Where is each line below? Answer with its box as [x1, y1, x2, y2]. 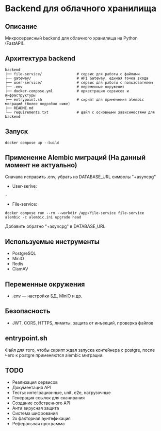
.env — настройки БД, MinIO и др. [12, 293, 82, 299]
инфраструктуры [5, 93, 36, 98]
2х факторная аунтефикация [12, 415, 71, 421]
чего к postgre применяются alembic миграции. [5, 352, 104, 358]
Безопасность [5, 307, 50, 315]
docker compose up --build [5, 140, 60, 145]
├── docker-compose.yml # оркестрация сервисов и [5, 89, 129, 93]
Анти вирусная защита [12, 405, 59, 411]
